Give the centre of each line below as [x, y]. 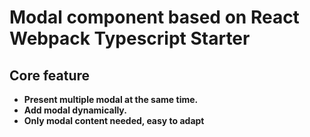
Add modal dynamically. [75, 110]
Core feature [50, 75]
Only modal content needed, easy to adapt [114, 120]
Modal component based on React [154, 17]
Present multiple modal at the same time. [111, 99]
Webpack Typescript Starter [130, 38]
